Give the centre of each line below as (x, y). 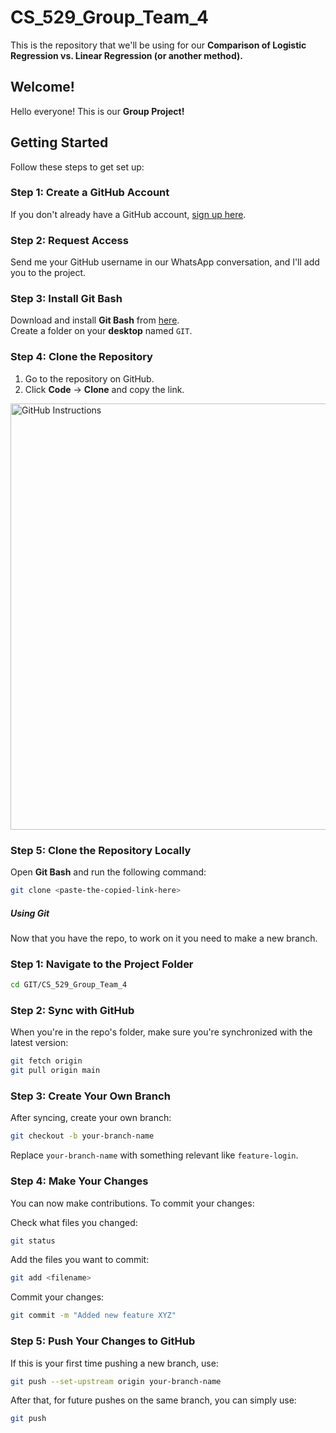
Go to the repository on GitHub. (89, 378)
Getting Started (59, 142)
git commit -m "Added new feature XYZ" (93, 1316)
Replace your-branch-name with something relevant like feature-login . (154, 1155)
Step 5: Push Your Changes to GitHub (103, 1341)
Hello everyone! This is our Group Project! (97, 111)
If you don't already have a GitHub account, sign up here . (128, 214)
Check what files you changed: (74, 1222)
